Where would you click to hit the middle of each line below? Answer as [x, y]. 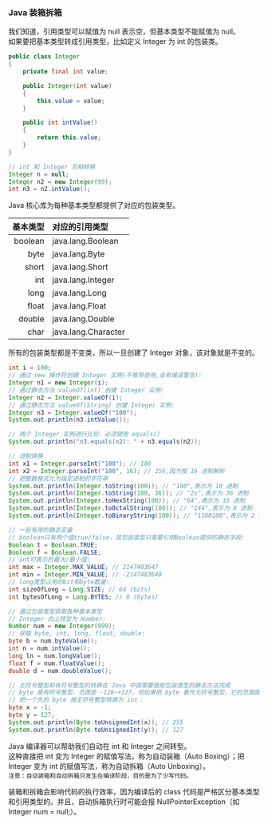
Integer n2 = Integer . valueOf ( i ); [66, 397]
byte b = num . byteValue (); [53, 641]
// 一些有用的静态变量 [41, 530]
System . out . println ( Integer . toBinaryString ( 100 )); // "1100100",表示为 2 [132, 516]
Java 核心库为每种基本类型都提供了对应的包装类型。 [94, 205]
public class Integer [44, 57]
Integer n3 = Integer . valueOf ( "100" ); [73, 412]
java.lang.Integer [83, 280]
